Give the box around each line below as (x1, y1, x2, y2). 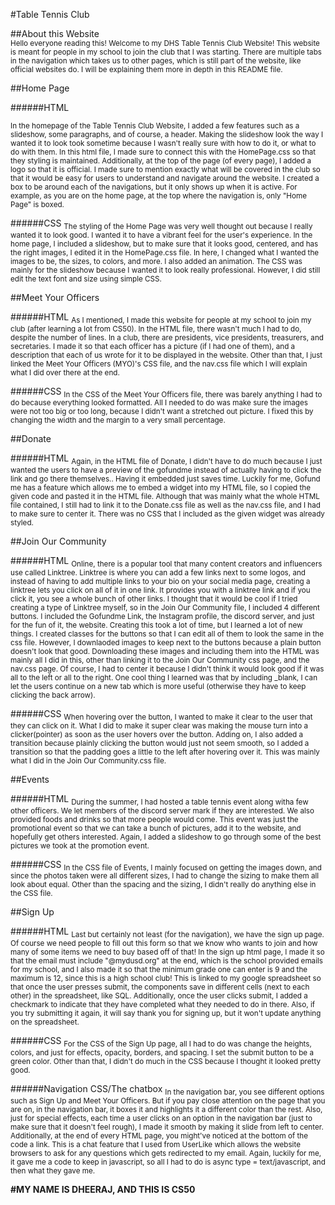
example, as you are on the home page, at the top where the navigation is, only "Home (10, 191, 307, 201)
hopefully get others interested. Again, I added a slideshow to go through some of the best (10, 832, 322, 842)
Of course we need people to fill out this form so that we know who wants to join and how (10, 939, 318, 949)
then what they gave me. (10, 1165, 96, 1176)
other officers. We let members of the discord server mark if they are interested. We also (10, 805, 315, 816)
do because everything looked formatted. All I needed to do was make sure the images (10, 398, 308, 408)
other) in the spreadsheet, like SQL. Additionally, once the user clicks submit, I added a (10, 991, 308, 1001)
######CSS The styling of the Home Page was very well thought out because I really (10, 217, 313, 231)
